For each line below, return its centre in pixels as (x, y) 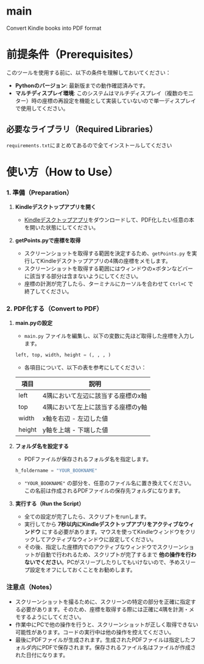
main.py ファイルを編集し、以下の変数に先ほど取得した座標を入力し (109, 336)
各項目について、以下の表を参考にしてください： (85, 368)
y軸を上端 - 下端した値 (75, 430)
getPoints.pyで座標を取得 (48, 240)
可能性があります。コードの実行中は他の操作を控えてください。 (95, 632)
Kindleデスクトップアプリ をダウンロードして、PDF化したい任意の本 (109, 220)
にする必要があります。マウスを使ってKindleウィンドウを (113, 532)
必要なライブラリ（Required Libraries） (82, 129)
